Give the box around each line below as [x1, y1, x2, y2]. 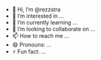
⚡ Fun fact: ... [12, 48, 46, 55]
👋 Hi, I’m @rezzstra [12, 6, 61, 13]
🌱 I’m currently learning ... [12, 19, 78, 26]
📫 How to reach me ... [12, 32, 69, 39]
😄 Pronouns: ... [12, 41, 52, 48]
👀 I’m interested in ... [12, 12, 64, 20]
